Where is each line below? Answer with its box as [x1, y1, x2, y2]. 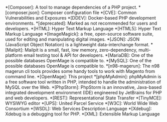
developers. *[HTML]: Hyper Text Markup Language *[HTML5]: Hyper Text [5, 26, 161, 32]
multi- [138, 47, 151, 53]
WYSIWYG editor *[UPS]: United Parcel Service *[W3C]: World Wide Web [5, 100, 158, 106]
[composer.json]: [5, 10, 41, 16]
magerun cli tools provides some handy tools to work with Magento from [5, 68, 155, 74]
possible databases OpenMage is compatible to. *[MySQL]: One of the [5, 58, 152, 63]
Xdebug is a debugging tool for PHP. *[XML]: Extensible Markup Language [5, 111, 160, 117]
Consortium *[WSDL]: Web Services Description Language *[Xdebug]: [5, 105, 152, 111]
